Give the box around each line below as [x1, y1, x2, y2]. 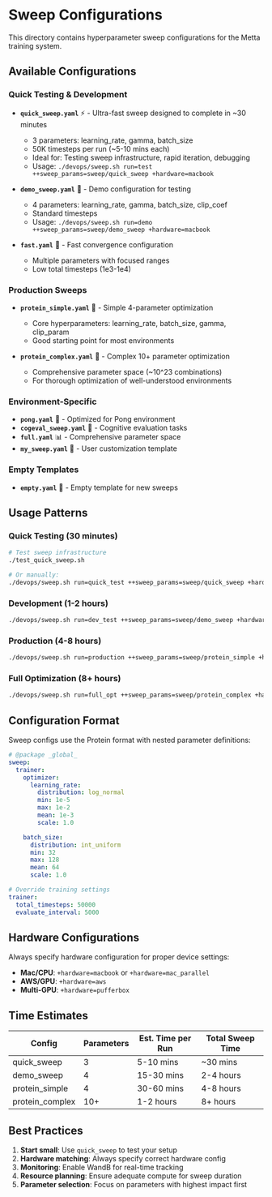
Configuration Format [8, 714, 120, 727]
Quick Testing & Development [8, 89, 128, 101]
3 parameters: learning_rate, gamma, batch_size [32, 135, 193, 145]
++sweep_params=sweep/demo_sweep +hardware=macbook [32, 225, 210, 234]
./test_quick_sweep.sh [8, 556, 85, 564]
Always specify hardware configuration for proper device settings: [8, 952, 230, 962]
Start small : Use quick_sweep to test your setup [19, 1145, 178, 1155]
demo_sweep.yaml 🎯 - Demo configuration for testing [19, 184, 192, 194]
